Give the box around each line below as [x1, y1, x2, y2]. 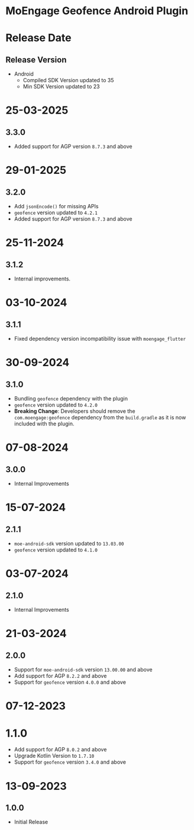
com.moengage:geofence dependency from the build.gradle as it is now [14, 414, 186, 421]
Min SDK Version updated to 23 [22, 83, 100, 90]
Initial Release [14, 818, 48, 826]
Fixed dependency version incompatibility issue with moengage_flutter [14, 335, 186, 343]
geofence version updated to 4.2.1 [14, 209, 98, 217]
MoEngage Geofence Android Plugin [5, 4, 189, 18]
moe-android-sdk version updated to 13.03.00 [14, 540, 124, 547]
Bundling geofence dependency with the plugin [14, 395, 128, 402]
